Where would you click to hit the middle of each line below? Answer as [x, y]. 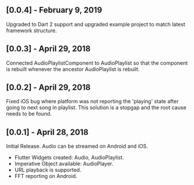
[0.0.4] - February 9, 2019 [54, 10]
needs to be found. [29, 114]
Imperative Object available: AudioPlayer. [64, 164]
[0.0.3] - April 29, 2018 [48, 49]
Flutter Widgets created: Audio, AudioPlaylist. [69, 158]
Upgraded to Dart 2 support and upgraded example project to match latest [96, 24]
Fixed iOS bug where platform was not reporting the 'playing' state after [93, 102]
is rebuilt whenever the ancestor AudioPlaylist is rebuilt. [73, 69]
